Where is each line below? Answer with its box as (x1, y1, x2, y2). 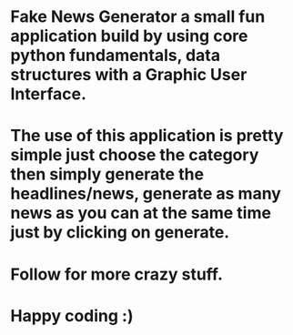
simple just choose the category (10, 145, 259, 166)
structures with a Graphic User (10, 65, 248, 86)
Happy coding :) (10, 305, 135, 326)
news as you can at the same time (10, 203, 272, 224)
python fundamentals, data (10, 46, 221, 66)
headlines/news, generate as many (10, 184, 281, 204)
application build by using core (10, 25, 248, 46)
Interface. (10, 84, 87, 105)
